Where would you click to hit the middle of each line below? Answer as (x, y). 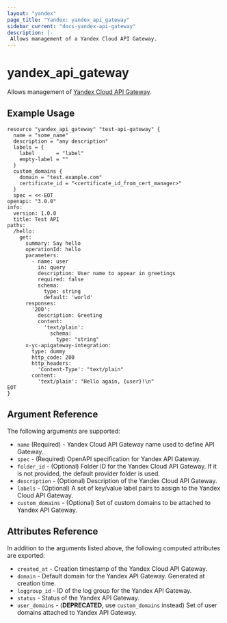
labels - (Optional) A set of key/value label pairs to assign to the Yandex (119, 488)
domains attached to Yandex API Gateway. (77, 612)
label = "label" (52, 153)
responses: (41, 303)
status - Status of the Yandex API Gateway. (78, 598)
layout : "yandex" (32, 13)
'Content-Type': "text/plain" (81, 369)
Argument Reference (53, 415)
